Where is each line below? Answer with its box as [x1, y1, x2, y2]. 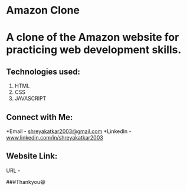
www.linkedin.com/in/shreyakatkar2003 [6, 134, 103, 141]
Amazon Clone [6, 4, 80, 17]
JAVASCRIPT [14, 95, 47, 102]
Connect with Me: [6, 112, 73, 122]
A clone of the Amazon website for [6, 31, 179, 44]
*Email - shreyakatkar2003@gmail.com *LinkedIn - [6, 128, 132, 135]
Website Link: [6, 151, 58, 161]
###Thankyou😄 [6, 178, 46, 185]
